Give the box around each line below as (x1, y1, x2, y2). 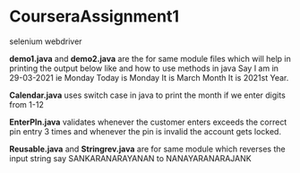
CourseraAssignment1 (9, 6, 180, 27)
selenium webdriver (9, 36, 82, 47)
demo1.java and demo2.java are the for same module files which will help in (9, 53, 291, 64)
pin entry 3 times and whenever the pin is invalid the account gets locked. (9, 125, 282, 136)
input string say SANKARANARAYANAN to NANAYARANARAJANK (9, 152, 253, 163)
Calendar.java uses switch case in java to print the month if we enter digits (9, 90, 287, 100)
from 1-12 (9, 99, 45, 109)
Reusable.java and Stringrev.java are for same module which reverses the (9, 143, 286, 154)
